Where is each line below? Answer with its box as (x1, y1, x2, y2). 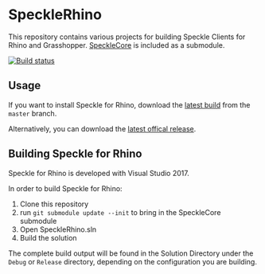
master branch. (8, 108, 57, 118)
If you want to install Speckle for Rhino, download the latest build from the (8, 100, 251, 109)
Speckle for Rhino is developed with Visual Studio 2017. (8, 168, 189, 178)
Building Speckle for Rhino (8, 147, 142, 161)
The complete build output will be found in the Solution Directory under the (8, 249, 254, 258)
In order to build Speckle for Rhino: (8, 183, 123, 193)
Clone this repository (19, 199, 89, 209)
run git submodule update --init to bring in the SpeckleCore (19, 207, 221, 217)
